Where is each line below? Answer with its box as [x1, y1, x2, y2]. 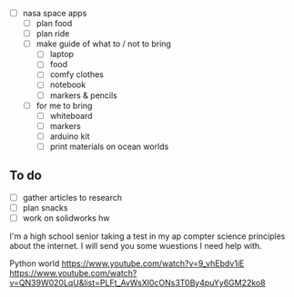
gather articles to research [22, 192, 123, 203]
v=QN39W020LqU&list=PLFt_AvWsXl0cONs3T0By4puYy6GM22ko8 [9, 277, 266, 288]
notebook [49, 79, 86, 90]
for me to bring [35, 100, 93, 111]
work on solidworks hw [22, 213, 111, 223]
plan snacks [22, 202, 68, 213]
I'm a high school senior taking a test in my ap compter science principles [9, 231, 286, 242]
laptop [49, 49, 75, 60]
